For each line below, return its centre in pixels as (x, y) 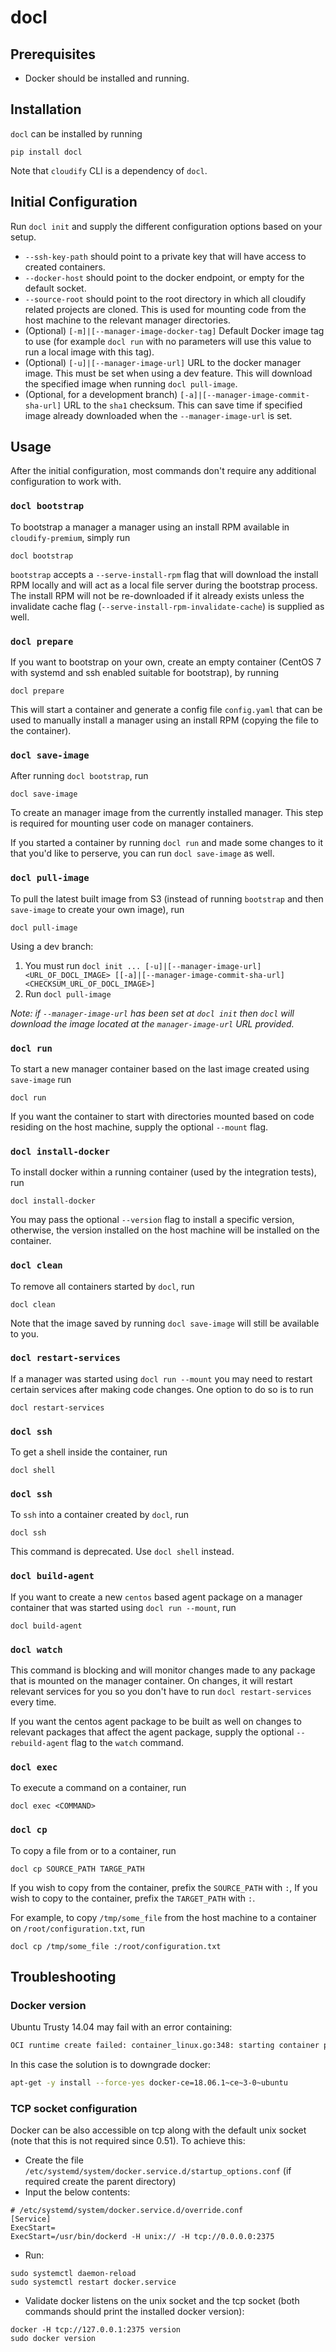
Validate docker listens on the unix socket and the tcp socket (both (162, 2301)
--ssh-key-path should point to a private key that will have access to (165, 256)
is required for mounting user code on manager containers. (132, 823)
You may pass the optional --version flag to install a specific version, (152, 1220)
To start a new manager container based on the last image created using (160, 1068)
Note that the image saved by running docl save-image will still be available (165, 1323)
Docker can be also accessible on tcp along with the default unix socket (158, 2130)
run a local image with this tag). (89, 352)
